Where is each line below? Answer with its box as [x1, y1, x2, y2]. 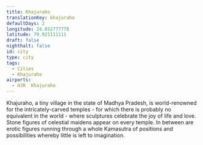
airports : [6, 77, 32, 83]
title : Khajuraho [6, 9, 51, 15]
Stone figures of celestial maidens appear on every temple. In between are [6, 119, 194, 126]
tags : [6, 60, 20, 66]
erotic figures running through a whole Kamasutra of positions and [6, 126, 174, 132]
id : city [6, 49, 29, 55]
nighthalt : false [6, 43, 51, 49]
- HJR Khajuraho [12, 83, 56, 89]
